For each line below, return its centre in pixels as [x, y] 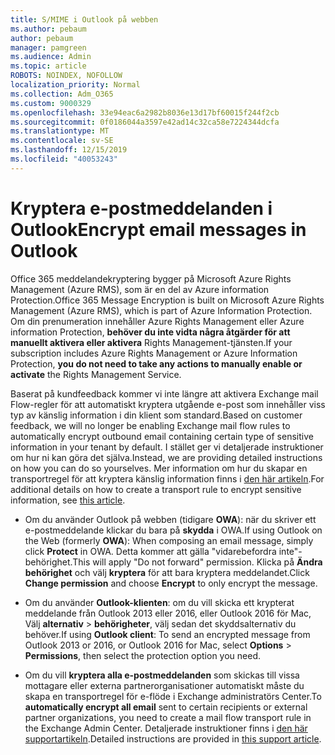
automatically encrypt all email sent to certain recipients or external [166, 707]
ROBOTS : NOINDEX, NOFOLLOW [66, 76]
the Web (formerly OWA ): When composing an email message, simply [169, 540]
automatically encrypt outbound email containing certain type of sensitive [162, 436]
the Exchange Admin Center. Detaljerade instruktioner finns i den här [166, 728]
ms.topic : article [48, 66]
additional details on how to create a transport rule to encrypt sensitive [156, 489]
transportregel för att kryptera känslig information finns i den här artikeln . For [167, 478]
